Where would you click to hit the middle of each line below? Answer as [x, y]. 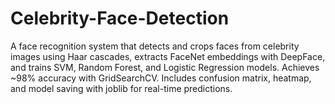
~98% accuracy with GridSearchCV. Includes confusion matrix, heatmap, [161, 78]
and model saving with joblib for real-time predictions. [121, 88]
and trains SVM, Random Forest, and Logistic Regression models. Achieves [165, 67]
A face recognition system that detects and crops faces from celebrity [155, 46]
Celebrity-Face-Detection [120, 18]
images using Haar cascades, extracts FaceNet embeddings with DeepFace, [168, 56]
